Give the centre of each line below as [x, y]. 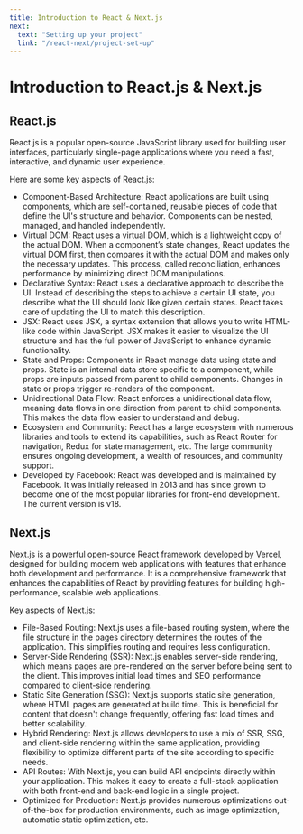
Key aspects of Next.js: [52, 610]
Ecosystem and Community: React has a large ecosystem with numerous [158, 427]
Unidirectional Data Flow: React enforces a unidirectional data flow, [147, 398]
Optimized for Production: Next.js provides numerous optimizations [147, 801]
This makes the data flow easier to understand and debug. [131, 417]
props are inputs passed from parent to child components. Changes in [153, 380]
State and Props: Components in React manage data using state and [149, 360]
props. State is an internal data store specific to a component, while [148, 370]
